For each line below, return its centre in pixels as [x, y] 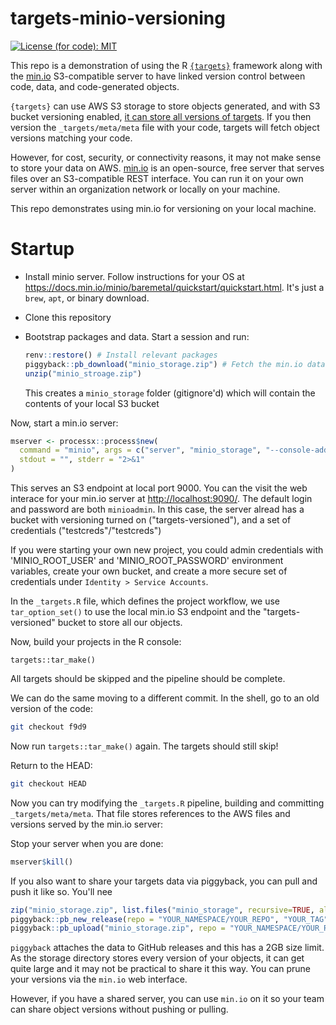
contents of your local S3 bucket [92, 403]
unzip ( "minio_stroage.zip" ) [83, 373]
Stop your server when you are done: [87, 843]
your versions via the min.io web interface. [99, 979]
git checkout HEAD [48, 783]
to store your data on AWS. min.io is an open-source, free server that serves [167, 168]
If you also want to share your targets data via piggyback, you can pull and [164, 881]
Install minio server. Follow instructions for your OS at [134, 276]
